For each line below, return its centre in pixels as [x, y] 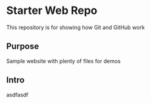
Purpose [23, 46]
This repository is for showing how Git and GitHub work [75, 27]
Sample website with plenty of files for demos [64, 61]
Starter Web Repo [52, 11]
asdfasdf [17, 95]
